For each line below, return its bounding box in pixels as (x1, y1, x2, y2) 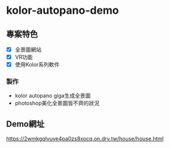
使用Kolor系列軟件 (14, 61, 60, 68)
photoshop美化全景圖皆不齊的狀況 (14, 99, 100, 107)
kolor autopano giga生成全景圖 (14, 92, 91, 99)
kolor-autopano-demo (6, 4, 119, 17)
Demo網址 (6, 119, 45, 129)
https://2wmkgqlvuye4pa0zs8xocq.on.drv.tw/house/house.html (6, 135, 164, 143)
